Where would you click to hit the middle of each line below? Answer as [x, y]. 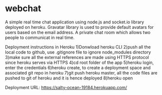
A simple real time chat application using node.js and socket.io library [75, 22]
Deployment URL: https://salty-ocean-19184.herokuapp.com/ [66, 87]
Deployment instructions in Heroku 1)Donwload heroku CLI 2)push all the [78, 47]
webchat [23, 9]
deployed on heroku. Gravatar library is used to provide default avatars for [80, 27]
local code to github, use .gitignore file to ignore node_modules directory [78, 52]
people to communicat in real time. [40, 38]
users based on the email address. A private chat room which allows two [78, 32]
